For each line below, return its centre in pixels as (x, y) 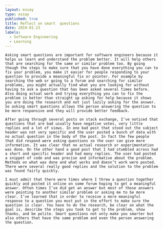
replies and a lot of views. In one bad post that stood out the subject (82, 128)
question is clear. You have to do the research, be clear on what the (79, 205)
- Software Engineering (33, 37)
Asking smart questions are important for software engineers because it (82, 55)
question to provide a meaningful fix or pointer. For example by (74, 76)
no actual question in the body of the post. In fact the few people (77, 136)
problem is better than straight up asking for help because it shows (78, 98)
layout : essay (20, 10)
